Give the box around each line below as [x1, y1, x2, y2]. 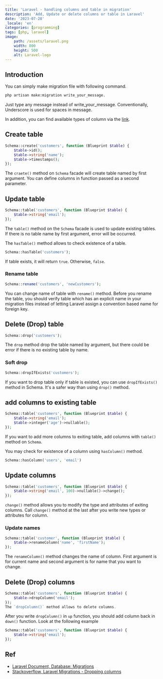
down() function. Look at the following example [5, 619, 99, 624]
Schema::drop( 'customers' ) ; [5, 333, 62, 338]
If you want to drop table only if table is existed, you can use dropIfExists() [5, 379, 158, 385]
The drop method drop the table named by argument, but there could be [5, 342, 149, 348]
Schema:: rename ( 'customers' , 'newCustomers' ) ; [5, 281, 101, 287]
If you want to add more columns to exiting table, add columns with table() [5, 433, 157, 439]
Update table [5, 194, 45, 203]
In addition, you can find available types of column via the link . [5, 116, 130, 122]
